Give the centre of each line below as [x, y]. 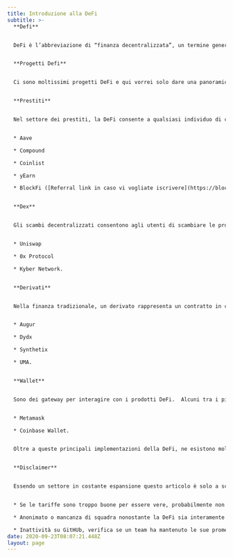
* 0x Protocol [34, 256]
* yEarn [25, 175]
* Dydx [23, 337]
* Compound [29, 151]
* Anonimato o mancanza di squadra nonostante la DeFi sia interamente [119, 517]
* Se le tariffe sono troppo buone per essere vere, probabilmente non [119, 505]
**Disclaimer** [35, 468]
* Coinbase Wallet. [42, 431]
